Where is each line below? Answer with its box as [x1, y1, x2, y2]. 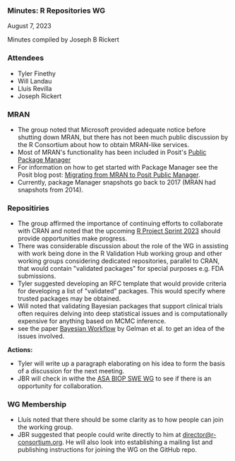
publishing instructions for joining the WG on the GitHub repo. [17, 445, 198, 454]
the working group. [17, 423, 73, 431]
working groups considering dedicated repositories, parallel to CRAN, [17, 257, 220, 265]
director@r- [182, 431, 217, 439]
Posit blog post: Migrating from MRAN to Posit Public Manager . [17, 170, 200, 179]
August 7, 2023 [7, 22, 52, 30]
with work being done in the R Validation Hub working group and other [17, 250, 222, 258]
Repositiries [7, 203, 49, 213]
